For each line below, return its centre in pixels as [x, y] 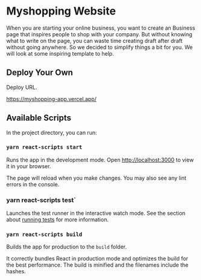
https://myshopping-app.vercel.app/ [51, 99]
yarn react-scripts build [44, 235]
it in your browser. [29, 166]
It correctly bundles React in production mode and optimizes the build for [97, 259]
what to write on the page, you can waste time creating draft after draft [94, 41]
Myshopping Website [61, 11]
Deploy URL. [22, 87]
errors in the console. [33, 184]
